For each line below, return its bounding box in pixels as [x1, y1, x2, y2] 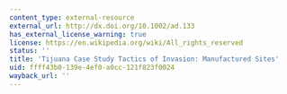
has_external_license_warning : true [9, 30, 147, 38]
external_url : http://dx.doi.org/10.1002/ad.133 [9, 21, 195, 30]
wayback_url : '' [9, 72, 70, 81]
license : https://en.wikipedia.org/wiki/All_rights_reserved [9, 38, 244, 47]
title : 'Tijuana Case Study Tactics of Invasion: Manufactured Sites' [9, 55, 280, 64]
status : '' [9, 47, 50, 56]
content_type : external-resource [9, 13, 135, 22]
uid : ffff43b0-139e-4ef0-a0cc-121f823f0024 [9, 64, 175, 73]
